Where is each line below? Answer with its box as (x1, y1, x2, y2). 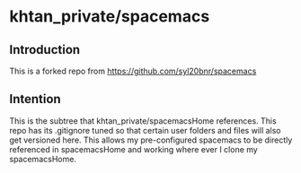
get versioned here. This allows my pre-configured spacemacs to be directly (9, 134, 293, 145)
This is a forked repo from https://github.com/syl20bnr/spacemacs (9, 65, 257, 76)
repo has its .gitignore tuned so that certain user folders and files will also (9, 125, 281, 135)
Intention (9, 91, 61, 107)
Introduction (9, 42, 81, 57)
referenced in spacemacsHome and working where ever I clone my (9, 143, 258, 154)
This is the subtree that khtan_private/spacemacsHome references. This (9, 115, 277, 126)
